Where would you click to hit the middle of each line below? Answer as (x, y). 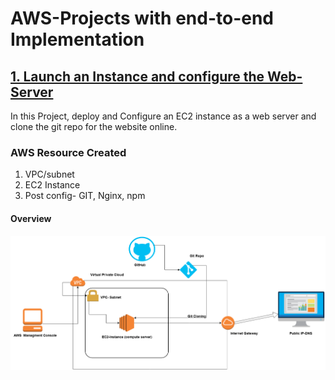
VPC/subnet (49, 174)
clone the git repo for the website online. (94, 126)
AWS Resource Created (68, 152)
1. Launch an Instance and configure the (137, 76)
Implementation (77, 39)
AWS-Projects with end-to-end (142, 18)
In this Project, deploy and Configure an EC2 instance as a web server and (163, 116)
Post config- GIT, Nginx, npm (85, 196)
